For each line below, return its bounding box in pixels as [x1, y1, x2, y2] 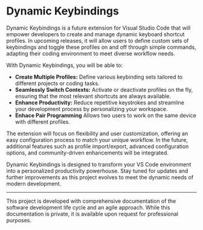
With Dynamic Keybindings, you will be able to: [6, 62, 123, 69]
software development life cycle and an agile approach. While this [6, 203, 170, 211]
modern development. [6, 180, 62, 187]
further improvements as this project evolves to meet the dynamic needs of [6, 173, 194, 180]
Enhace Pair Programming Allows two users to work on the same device [14, 112, 196, 119]
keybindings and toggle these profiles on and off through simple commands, [6, 43, 196, 51]
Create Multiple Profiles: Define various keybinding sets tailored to [14, 73, 183, 80]
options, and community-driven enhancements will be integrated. [6, 149, 169, 156]
